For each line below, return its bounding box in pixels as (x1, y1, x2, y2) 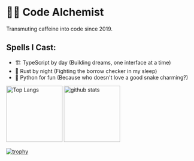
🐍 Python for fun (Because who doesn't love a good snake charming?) (14, 74, 189, 81)
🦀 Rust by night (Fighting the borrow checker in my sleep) (14, 67, 157, 74)
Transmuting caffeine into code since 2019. (6, 25, 113, 32)
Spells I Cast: (6, 42, 56, 53)
